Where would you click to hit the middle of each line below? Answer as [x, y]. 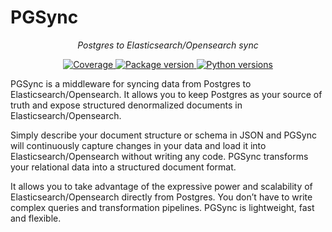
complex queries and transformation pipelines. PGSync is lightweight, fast [162, 207]
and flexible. [36, 218]
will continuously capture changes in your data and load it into [138, 145]
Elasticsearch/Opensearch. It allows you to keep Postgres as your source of [166, 94]
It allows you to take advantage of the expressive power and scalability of [161, 186]
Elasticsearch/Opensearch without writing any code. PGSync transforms [159, 156]
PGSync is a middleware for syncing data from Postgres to [131, 83]
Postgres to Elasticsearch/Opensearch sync [168, 45]
